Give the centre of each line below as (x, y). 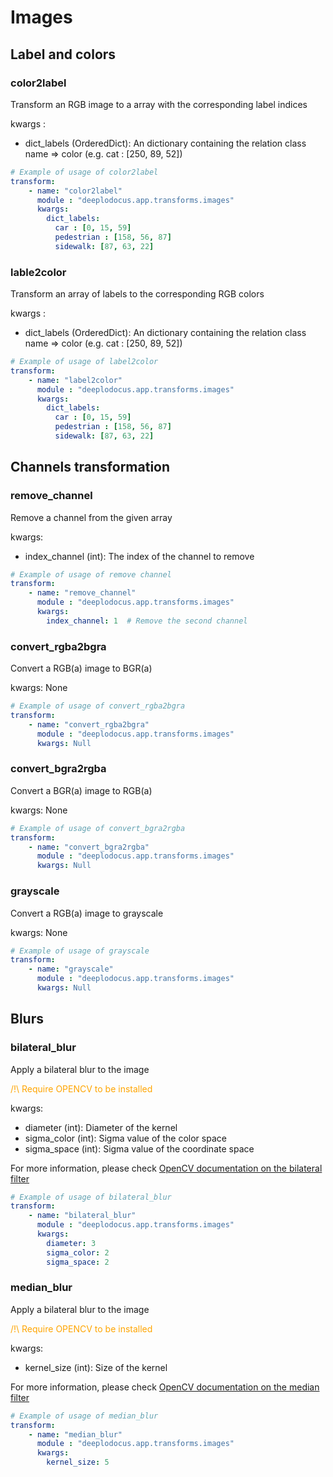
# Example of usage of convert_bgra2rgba (98, 828)
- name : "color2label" (75, 191)
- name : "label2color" (75, 380)
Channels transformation (90, 467)
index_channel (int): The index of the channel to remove (139, 556)
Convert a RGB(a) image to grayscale (87, 913)
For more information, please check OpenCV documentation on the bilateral (166, 1168)
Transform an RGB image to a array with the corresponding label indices (159, 104)
